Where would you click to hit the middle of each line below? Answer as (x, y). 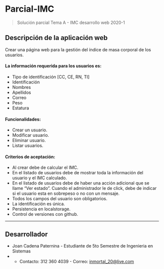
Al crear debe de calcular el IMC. (45, 167)
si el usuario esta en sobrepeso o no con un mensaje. (66, 193)
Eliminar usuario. (29, 141)
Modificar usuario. (31, 135)
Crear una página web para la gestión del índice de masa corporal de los (78, 49)
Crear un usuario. (30, 130)
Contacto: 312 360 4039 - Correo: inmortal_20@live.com (77, 262)
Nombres (21, 87)
